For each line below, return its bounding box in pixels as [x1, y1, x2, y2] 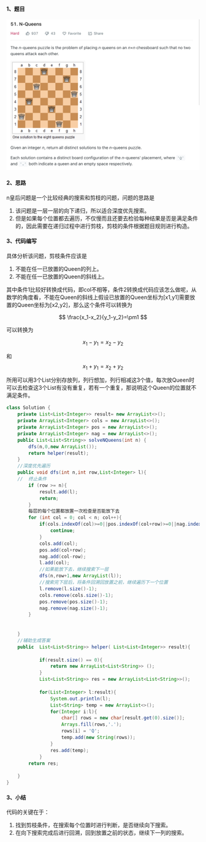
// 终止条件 [17, 476, 47, 482]
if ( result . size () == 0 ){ [39, 657, 103, 663]
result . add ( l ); [39, 488, 78, 495]
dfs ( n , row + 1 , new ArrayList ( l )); [39, 573, 122, 579]
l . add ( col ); [39, 560, 70, 566]
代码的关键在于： [6, 808, 50, 816]
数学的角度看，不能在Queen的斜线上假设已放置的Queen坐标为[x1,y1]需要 [6, 294, 190, 301]
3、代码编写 [6, 237, 37, 245]
